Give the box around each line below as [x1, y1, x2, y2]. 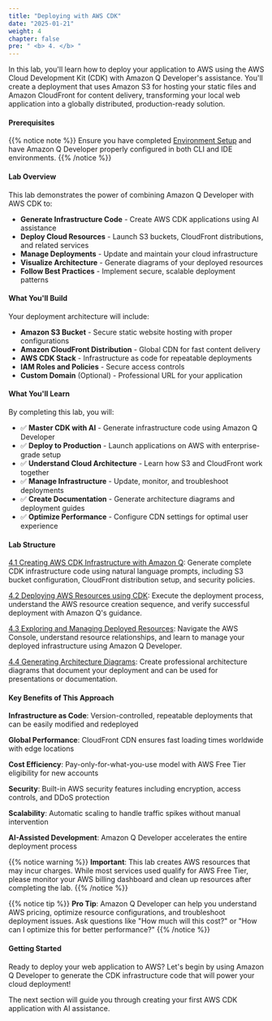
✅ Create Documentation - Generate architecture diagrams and [19, 494, 235, 504]
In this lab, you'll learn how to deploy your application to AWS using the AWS [8, 64, 265, 74]
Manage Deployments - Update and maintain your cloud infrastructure [19, 249, 258, 259]
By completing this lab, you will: [8, 407, 114, 417]
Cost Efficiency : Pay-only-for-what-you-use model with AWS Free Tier [8, 760, 246, 770]
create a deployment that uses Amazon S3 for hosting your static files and [8, 82, 257, 92]
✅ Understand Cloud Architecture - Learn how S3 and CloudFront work [19, 458, 263, 468]
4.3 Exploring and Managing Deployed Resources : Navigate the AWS [8, 624, 239, 634]
